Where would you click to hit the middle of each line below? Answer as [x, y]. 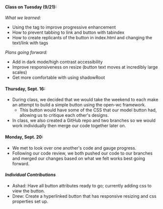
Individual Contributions [30, 175]
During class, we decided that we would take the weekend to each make [85, 100]
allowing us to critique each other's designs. [64, 115]
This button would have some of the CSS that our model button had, [88, 110]
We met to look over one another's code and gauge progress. [74, 148]
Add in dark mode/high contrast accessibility [57, 62]
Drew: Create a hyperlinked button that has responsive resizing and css [84, 196]
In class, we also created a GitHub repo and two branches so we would [84, 121]
